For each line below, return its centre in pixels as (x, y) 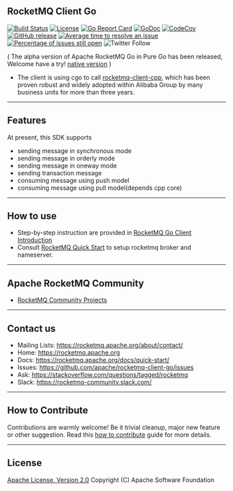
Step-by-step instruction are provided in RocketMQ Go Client (104, 233)
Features (27, 121)
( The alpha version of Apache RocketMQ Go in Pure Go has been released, (115, 56)
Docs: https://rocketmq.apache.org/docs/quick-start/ (93, 360)
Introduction (35, 240)
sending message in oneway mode (67, 166)
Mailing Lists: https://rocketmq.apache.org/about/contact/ (100, 345)
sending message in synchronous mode (74, 151)
